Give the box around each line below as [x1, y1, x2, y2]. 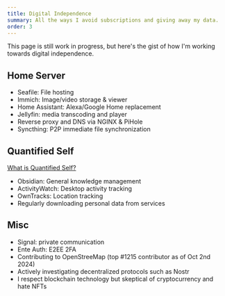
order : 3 [7, 23, 33, 30]
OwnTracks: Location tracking [17, 192, 103, 200]
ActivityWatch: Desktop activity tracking [17, 185, 133, 192]
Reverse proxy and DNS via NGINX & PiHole [17, 117, 143, 126]
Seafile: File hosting [17, 88, 74, 97]
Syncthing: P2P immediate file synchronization [17, 125, 151, 133]
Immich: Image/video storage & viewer [17, 95, 128, 104]
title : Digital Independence [7, 10, 92, 17]
